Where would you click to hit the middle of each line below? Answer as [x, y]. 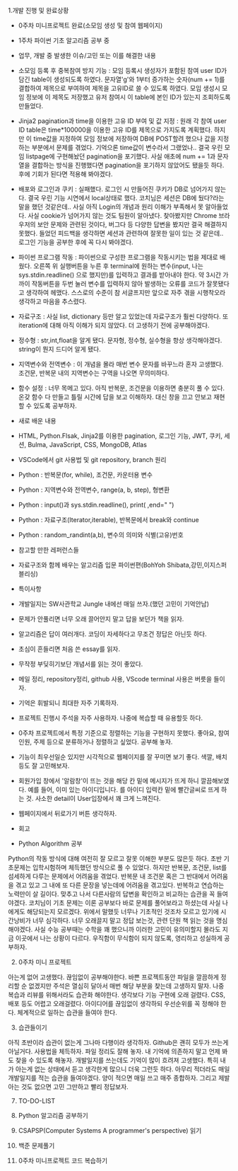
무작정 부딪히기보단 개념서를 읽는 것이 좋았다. [81, 664]
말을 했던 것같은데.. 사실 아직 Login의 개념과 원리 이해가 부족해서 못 [111, 207]
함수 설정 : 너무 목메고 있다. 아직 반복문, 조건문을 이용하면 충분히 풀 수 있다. [121, 388]
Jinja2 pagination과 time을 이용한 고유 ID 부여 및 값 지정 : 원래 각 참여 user [122, 121]
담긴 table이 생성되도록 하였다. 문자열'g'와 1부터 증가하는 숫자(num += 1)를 [121, 79]
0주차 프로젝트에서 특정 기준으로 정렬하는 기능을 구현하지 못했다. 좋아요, [117, 733]
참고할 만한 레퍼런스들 [49, 550]
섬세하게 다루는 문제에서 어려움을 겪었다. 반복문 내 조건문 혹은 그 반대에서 [109, 876]
